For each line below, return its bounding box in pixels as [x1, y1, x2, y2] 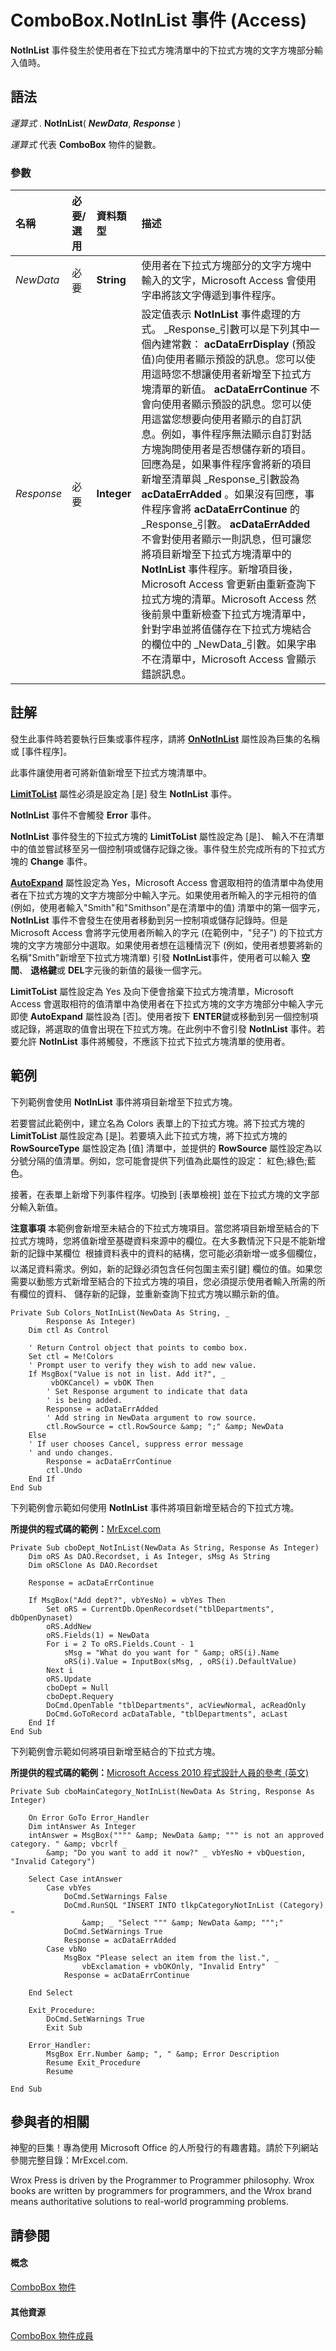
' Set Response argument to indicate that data [46, 1386, 248, 1396]
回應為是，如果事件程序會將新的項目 [141, 457, 312, 471]
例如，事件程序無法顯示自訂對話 [161, 427, 312, 441]
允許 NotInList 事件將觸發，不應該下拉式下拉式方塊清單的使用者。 [18, 1035, 291, 1047]
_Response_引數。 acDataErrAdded [141, 517, 311, 531]
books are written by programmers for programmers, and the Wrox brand [10, 2185, 312, 2197]
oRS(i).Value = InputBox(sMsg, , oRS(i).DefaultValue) [63, 1656, 298, 1666]
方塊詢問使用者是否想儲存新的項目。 [141, 442, 312, 456]
